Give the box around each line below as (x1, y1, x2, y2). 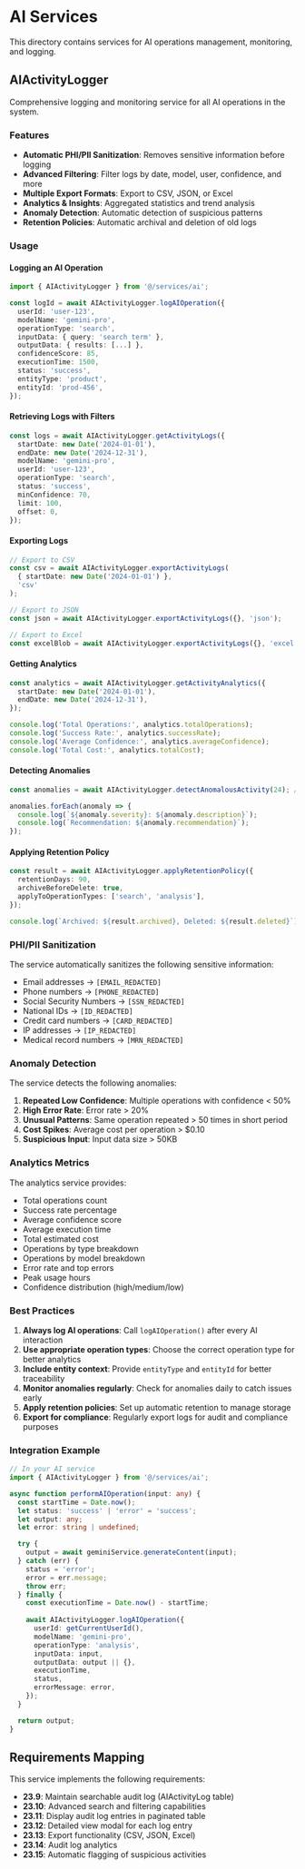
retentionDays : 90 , (17, 875, 92, 884)
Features (9, 129, 50, 142)
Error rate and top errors (22, 1262, 114, 1273)
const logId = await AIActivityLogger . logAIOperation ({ (9, 299, 225, 308)
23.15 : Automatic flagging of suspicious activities (22, 1849, 207, 1860)
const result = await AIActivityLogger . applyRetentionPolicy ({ (9, 867, 254, 876)
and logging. (9, 45, 56, 56)
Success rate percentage (22, 1205, 118, 1215)
